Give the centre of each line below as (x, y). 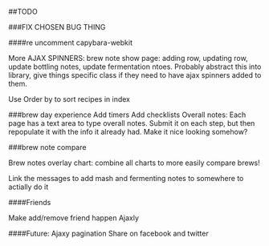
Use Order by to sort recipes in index (69, 99)
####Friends (30, 202)
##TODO (23, 12)
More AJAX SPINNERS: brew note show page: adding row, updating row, (128, 58)
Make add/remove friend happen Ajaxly (73, 218)
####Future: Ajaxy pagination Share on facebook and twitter (108, 233)
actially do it (29, 187)
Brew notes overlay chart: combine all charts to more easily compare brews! (134, 163)
